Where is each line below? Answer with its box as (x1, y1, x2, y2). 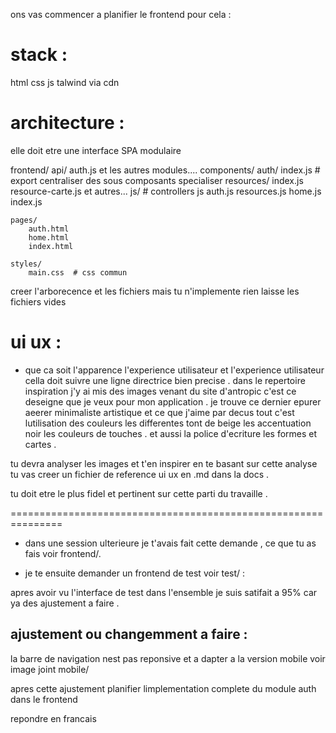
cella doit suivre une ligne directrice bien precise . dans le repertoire (24, 374, 306, 386)
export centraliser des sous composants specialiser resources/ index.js (10, 174, 304, 186)
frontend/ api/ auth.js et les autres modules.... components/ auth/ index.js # (10, 164, 321, 176)
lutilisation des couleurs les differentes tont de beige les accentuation (24, 417, 312, 429)
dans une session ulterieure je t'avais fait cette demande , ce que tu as (24, 537, 317, 549)
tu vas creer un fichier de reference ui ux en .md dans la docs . (10, 468, 270, 480)
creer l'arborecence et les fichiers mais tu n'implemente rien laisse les (10, 285, 300, 297)
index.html (28, 241, 74, 251)
